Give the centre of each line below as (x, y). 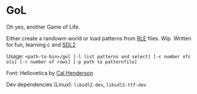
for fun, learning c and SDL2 (41, 45)
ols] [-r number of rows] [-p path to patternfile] (72, 62)
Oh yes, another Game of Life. (43, 27)
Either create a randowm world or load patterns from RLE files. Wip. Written (99, 38)
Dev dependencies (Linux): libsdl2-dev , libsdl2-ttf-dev (76, 84)
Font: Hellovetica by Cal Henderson (50, 73)
